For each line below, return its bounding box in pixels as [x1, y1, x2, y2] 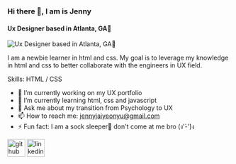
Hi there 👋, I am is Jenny [7, 6, 92, 16]
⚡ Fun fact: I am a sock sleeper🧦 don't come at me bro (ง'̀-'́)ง [17, 122, 195, 131]
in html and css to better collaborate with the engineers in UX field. [7, 61, 203, 70]
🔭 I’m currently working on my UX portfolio [17, 89, 142, 97]
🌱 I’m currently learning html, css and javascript [17, 96, 157, 105]
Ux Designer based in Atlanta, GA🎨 [7, 24, 112, 33]
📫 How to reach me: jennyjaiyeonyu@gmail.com [17, 111, 160, 120]
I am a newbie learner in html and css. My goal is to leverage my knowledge [7, 53, 229, 62]
